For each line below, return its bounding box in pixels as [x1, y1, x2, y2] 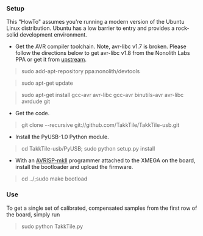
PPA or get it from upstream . [15, 56, 87, 63]
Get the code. [15, 110, 50, 117]
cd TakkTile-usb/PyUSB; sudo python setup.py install [21, 145, 155, 152]
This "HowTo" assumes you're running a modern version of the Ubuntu [6, 18, 185, 26]
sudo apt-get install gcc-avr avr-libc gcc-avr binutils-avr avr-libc [21, 91, 184, 99]
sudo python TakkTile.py [21, 223, 84, 230]
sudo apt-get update [21, 79, 73, 87]
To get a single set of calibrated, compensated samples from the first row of [6, 204, 198, 212]
